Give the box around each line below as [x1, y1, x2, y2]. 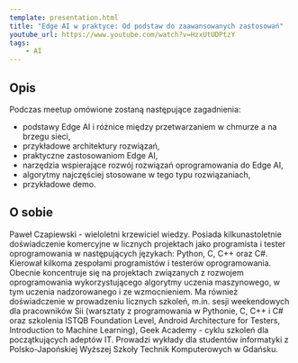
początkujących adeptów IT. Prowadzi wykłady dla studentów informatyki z [9, 334, 289, 345]
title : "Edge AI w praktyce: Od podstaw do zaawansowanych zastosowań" [9, 22, 284, 31]
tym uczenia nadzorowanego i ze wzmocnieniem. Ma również [9, 286, 239, 297]
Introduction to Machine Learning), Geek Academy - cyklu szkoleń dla [9, 324, 269, 335]
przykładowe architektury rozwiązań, [22, 141, 160, 151]
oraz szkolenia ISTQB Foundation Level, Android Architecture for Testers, [9, 314, 281, 325]
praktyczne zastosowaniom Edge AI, [22, 150, 158, 160]
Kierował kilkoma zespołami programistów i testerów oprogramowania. [9, 258, 272, 268]
